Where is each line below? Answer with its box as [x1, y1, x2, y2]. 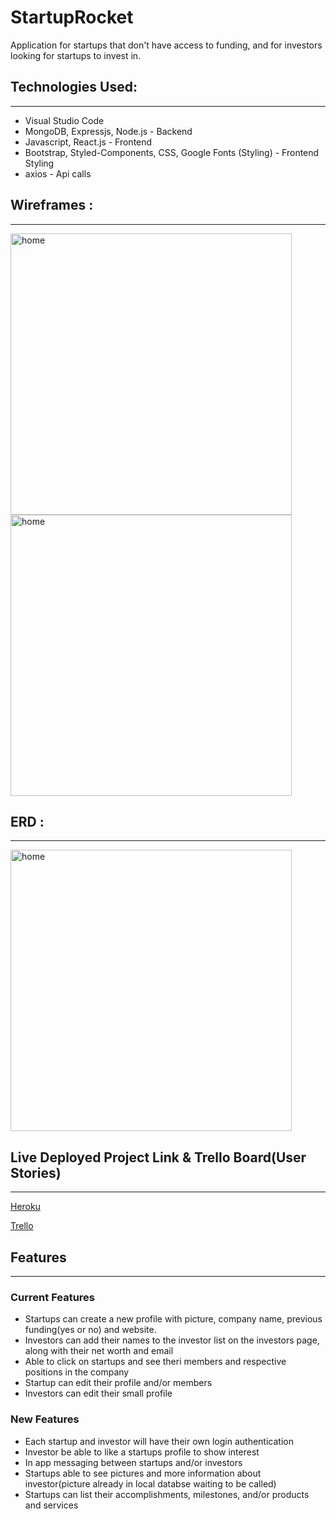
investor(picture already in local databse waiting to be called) [24, 1477, 277, 1490]
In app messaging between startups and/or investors [24, 1456, 243, 1468]
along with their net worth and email [24, 1345, 174, 1357]
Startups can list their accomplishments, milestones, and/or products [24, 1488, 310, 1500]
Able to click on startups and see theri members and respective [24, 1356, 287, 1368]
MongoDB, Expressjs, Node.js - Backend [24, 125, 193, 137]
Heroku [10, 1201, 41, 1213]
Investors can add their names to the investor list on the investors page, [24, 1334, 320, 1346]
